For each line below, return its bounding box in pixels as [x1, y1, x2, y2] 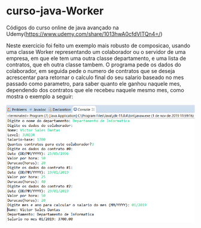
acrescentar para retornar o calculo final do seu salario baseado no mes [6, 74, 184, 81]
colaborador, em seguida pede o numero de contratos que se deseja [6, 67, 175, 74]
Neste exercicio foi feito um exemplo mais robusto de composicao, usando [6, 42, 190, 49]
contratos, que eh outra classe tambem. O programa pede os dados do [6, 61, 181, 68]
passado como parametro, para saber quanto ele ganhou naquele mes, [6, 80, 181, 87]
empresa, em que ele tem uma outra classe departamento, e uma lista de [6, 54, 187, 62]
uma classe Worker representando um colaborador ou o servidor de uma [6, 48, 186, 55]
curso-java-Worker [6, 4, 104, 18]
